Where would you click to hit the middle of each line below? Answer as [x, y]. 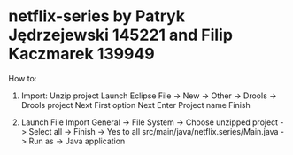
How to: [23, 78]
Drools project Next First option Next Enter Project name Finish [135, 105]
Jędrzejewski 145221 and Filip [121, 35]
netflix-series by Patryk [96, 16]
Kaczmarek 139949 [82, 54]
